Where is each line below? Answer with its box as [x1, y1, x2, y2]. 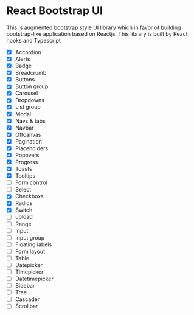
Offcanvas [15, 131, 41, 138]
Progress [15, 158, 38, 165]
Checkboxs [15, 193, 44, 200]
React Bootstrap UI [6, 4, 103, 18]
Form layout [15, 247, 46, 255]
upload [15, 213, 33, 221]
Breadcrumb [15, 69, 47, 77]
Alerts [15, 55, 30, 63]
